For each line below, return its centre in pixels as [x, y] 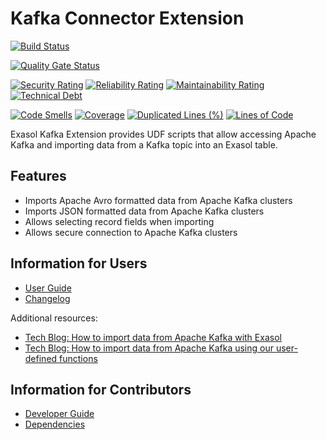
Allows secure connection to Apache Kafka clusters [131, 232]
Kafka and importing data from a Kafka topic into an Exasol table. [144, 144]
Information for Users [79, 263]
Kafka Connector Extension [127, 18]
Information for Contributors [101, 389]
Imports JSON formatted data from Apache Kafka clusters [144, 211]
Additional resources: [54, 318]
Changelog [47, 298]
